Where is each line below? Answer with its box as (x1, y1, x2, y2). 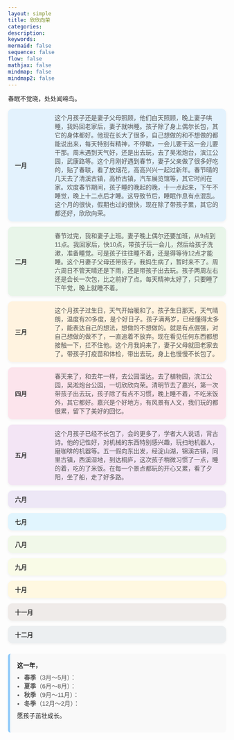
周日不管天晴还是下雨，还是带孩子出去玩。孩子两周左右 (60, 267, 219, 275)
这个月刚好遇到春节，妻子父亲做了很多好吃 (96, 158, 219, 165)
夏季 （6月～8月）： (24, 682, 77, 691)
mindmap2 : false (8, 74, 55, 82)
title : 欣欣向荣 (8, 17, 51, 24)
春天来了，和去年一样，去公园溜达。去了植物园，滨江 (55, 373, 206, 380)
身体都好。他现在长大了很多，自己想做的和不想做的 (66, 131, 213, 140)
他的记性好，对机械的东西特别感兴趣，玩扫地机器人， (66, 439, 219, 446)
